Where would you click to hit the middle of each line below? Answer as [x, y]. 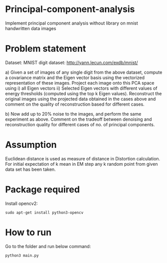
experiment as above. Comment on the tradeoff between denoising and [79, 119]
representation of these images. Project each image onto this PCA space [80, 83]
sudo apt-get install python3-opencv [44, 212]
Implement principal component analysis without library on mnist [72, 23]
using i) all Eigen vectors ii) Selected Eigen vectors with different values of [81, 88]
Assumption [31, 145]
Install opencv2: [22, 203]
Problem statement [46, 49]
